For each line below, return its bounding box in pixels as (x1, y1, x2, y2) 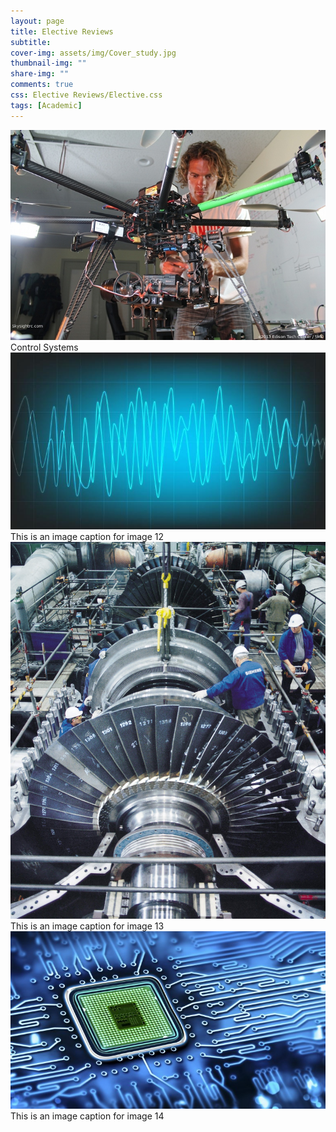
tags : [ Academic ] (10, 100, 83, 110)
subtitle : (10, 37, 52, 47)
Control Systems (10, 341, 79, 353)
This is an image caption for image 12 (10, 531, 164, 543)
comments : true (10, 80, 74, 90)
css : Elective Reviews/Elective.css (10, 90, 163, 100)
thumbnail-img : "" (10, 58, 87, 69)
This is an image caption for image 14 (10, 1110, 165, 1122)
